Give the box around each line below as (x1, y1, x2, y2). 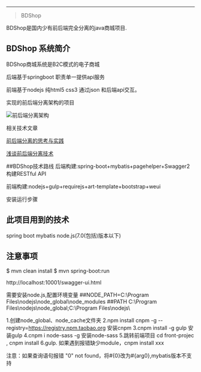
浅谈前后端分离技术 (6, 149, 54, 157)
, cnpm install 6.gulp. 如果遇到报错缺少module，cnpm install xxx (6, 340, 165, 347)
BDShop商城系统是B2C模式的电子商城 (6, 61, 100, 68)
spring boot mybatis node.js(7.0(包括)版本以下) (6, 232, 121, 239)
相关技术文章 (6, 124, 38, 131)
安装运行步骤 (6, 196, 38, 203)
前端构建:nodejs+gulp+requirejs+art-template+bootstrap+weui (6, 182, 161, 190)
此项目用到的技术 (6, 215, 69, 225)
